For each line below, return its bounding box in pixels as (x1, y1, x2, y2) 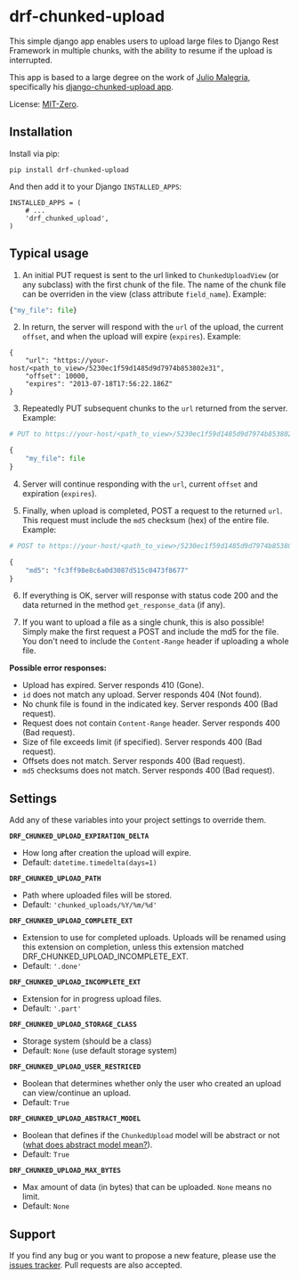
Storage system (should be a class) (21, 1036, 152, 1046)
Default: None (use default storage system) (21, 1045, 178, 1056)
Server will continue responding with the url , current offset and (21, 479, 258, 489)
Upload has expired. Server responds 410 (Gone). (21, 680, 205, 691)
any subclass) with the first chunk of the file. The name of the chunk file (21, 279, 287, 290)
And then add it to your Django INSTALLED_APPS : (9, 181, 182, 192)
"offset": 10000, (25, 372, 90, 381)
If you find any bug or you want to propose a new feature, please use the (9, 1250, 277, 1261)
